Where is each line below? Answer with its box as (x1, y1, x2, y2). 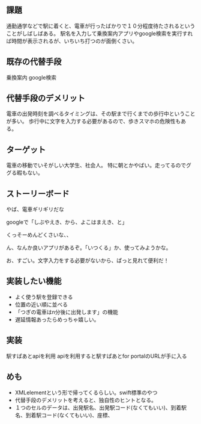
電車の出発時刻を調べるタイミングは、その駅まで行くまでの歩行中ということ (6, 110, 196, 117)
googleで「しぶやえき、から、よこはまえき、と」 (6, 219, 128, 226)
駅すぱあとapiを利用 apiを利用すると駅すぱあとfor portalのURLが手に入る (6, 352, 187, 360)
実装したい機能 (6, 276, 62, 287)
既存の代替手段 (6, 57, 62, 67)
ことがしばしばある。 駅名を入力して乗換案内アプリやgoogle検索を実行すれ (6, 30, 193, 37)
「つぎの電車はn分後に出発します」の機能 (14, 308, 119, 316)
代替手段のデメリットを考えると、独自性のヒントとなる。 (14, 396, 157, 404)
